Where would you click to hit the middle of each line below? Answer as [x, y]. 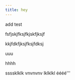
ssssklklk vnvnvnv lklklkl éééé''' [38, 73]
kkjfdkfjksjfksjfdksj [24, 44]
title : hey [16, 10]
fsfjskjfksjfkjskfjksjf [25, 34]
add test [14, 24]
